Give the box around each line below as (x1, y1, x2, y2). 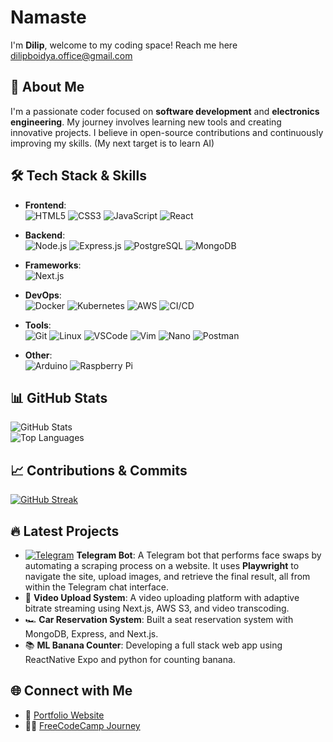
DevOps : (24, 289, 62, 301)
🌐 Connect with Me (10, 682, 133, 700)
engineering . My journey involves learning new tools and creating (10, 116, 282, 128)
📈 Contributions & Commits (10, 462, 188, 479)
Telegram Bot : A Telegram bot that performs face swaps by (76, 549, 322, 561)
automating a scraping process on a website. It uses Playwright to (24, 560, 300, 571)
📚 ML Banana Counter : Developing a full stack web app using (24, 639, 283, 651)
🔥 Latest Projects (10, 522, 120, 540)
